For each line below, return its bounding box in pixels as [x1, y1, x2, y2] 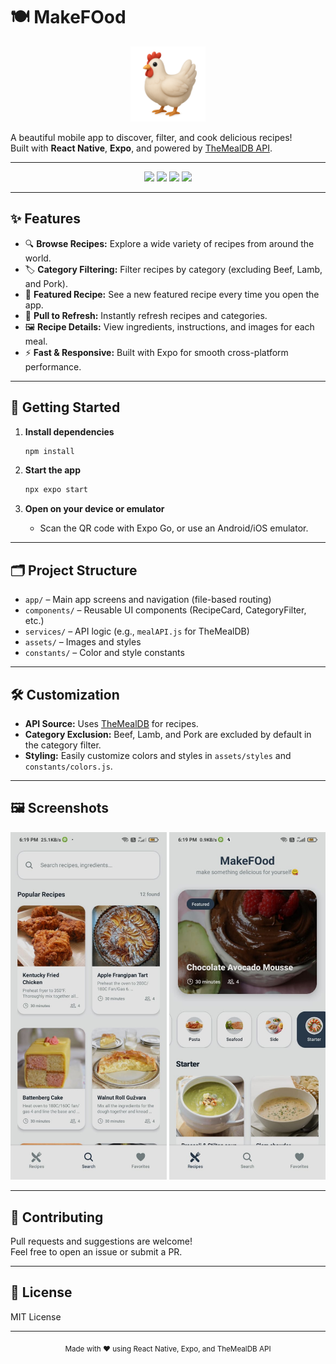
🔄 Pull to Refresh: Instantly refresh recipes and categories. [24, 309, 268, 321]
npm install [24, 446, 75, 456]
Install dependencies [24, 425, 115, 438]
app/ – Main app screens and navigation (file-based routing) [24, 594, 272, 606]
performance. [24, 360, 82, 373]
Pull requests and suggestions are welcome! [10, 1235, 193, 1248]
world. [24, 252, 52, 264]
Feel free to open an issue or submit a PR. [10, 1246, 183, 1258]
